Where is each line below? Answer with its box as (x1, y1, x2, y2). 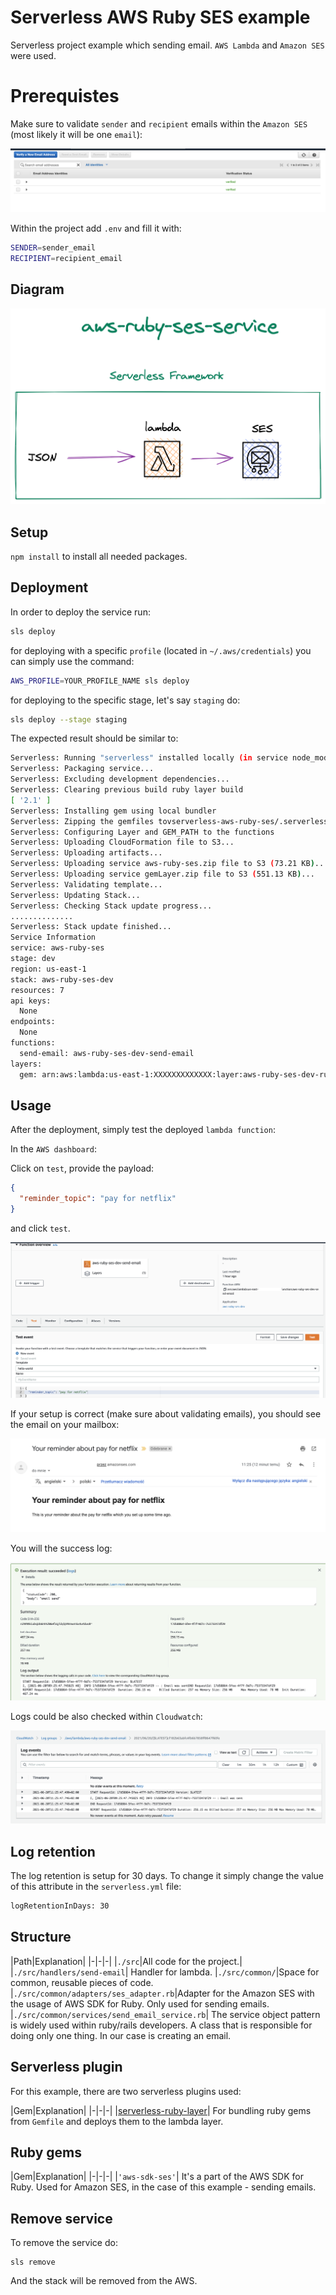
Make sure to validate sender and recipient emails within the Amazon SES (10, 117, 308, 130)
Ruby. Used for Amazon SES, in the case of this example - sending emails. (10, 2181, 317, 2193)
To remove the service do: (10, 2237, 118, 2249)
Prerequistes (10, 85, 120, 108)
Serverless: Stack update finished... (10, 922, 172, 932)
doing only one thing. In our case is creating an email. (10, 2029, 232, 2041)
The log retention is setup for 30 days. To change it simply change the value (10, 1870, 324, 1882)
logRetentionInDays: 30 (10, 1901, 110, 1911)
